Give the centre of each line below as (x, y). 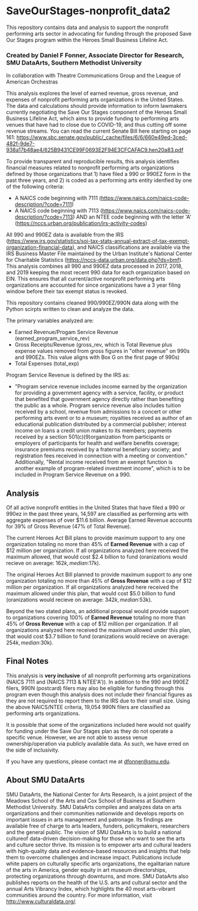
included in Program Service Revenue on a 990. (73, 474)
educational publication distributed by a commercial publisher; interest (100, 424)
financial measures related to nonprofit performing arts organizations (90, 168)
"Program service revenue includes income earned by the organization (101, 387)
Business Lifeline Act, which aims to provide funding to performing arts (92, 118)
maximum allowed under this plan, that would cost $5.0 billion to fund (91, 594)
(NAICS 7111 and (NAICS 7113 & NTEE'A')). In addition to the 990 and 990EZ (98, 682)
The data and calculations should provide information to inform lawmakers (97, 106)
